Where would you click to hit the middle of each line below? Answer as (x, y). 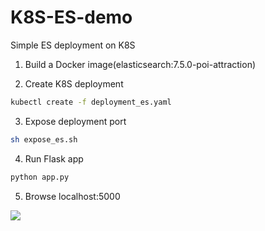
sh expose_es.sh (44, 139)
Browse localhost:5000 (72, 196)
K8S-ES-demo (71, 17)
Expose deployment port (75, 121)
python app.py (40, 177)
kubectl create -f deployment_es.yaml (91, 102)
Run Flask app (54, 158)
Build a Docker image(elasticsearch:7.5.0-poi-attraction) (140, 64)
